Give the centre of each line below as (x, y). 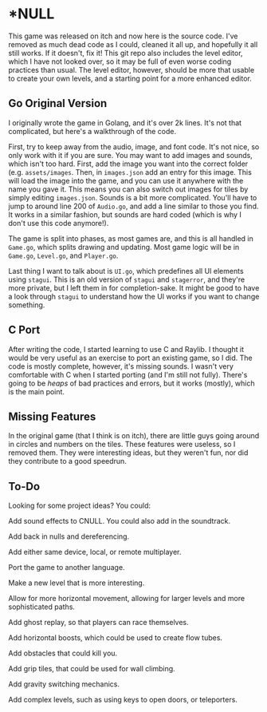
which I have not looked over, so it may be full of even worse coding (120, 61)
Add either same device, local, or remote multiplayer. (95, 552)
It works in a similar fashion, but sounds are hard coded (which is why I (125, 214)
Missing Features (52, 416)
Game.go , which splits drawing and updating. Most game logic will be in (124, 247)
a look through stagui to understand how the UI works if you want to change (134, 296)
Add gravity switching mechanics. (64, 684)
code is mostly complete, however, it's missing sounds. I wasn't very (121, 366)
